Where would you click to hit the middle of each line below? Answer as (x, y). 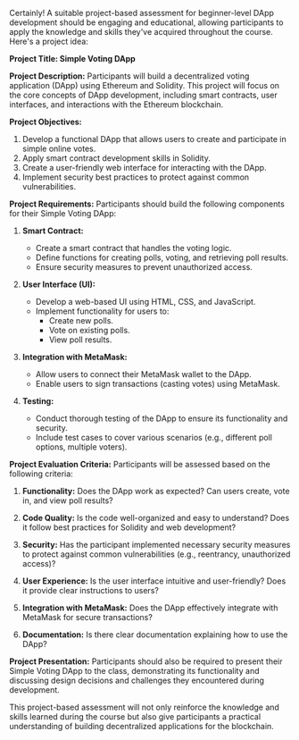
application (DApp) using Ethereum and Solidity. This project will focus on (144, 85)
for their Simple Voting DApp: (63, 213)
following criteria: (41, 474)
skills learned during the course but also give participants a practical (135, 717)
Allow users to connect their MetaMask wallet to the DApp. (143, 374)
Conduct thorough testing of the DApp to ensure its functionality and (162, 418)
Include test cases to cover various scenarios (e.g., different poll (154, 437)
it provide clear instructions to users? (90, 590)
